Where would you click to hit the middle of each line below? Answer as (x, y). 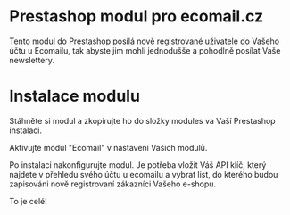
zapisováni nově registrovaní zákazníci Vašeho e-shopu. (113, 184)
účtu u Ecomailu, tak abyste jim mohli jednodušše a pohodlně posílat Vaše (145, 50)
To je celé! (28, 201)
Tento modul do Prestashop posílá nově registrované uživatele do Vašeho (144, 41)
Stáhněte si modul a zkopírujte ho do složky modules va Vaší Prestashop (142, 120)
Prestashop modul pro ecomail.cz (137, 17)
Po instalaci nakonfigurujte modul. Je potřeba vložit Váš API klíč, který (138, 165)
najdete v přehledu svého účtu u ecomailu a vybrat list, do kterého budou (144, 174)
